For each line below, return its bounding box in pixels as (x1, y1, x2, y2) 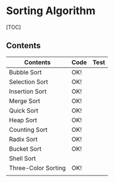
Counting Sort (9, 125, 48, 134)
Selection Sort (9, 78, 48, 86)
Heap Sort (9, 116, 37, 124)
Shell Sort (9, 154, 36, 163)
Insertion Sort (9, 87, 47, 95)
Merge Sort (9, 97, 41, 105)
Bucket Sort (9, 144, 42, 153)
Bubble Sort (9, 68, 42, 76)
